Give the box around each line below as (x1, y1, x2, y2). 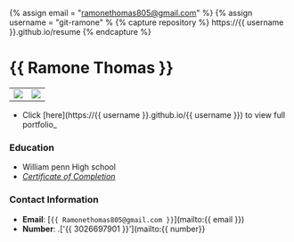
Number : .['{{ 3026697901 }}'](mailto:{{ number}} (21, 223, 206, 234)
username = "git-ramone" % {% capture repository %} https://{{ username (9, 17, 284, 28)
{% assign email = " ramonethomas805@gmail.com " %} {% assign (9, 8, 253, 18)
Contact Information (9, 194, 100, 206)
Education (9, 141, 55, 154)
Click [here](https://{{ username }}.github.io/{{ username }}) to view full (21, 109, 286, 120)
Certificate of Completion (21, 171, 116, 182)
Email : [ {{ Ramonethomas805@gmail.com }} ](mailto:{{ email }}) (21, 213, 245, 224)
